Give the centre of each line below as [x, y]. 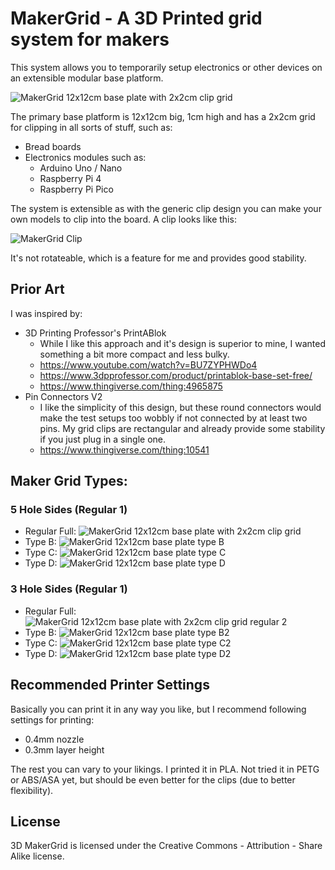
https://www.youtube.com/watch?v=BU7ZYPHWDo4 [148, 364]
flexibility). [32, 790]
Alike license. [37, 856]
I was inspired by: [46, 313]
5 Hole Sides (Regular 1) [69, 510]
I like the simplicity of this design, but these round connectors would [180, 407]
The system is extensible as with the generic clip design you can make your [166, 208]
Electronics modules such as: [85, 157]
